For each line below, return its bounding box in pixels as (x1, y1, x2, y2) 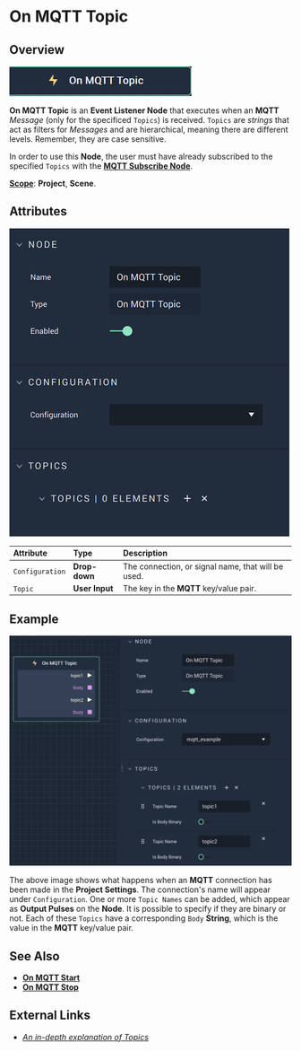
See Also (9, 949, 60, 964)
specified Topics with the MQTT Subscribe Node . (9, 161, 193, 171)
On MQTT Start (21, 972, 81, 983)
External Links (9, 1008, 91, 1023)
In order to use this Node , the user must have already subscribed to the (9, 151, 273, 162)
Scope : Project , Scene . (9, 178, 97, 188)
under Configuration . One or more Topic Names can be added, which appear (9, 894, 291, 905)
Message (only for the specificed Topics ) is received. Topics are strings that (9, 115, 289, 125)
